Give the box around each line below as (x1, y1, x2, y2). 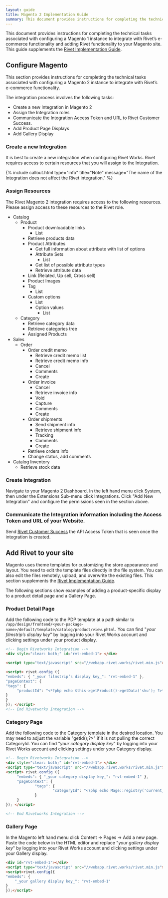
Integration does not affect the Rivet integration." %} (5, 175, 113, 181)
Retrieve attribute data (35, 267, 81, 273)
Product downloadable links (27, 224, 85, 230)
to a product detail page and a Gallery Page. (5, 593, 96, 599)
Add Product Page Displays (12, 126, 69, 132)
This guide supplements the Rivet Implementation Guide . (5, 46, 122, 53)
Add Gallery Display (12, 131, 54, 137)
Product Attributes (27, 240, 66, 246)
